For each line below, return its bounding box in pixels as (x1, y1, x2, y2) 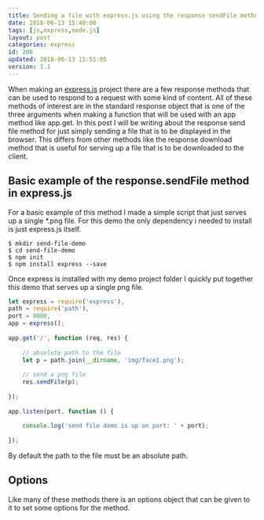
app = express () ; (8, 320, 65, 328)
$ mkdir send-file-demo (8, 240, 86, 247)
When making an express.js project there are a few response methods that (8, 84, 250, 94)
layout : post (8, 33, 51, 42)
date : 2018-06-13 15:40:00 (8, 19, 97, 27)
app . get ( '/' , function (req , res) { (8, 334, 128, 342)
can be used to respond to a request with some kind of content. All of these (8, 92, 253, 102)
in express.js (8, 187, 72, 200)
